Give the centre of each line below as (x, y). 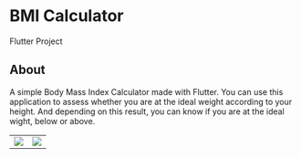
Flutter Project (36, 41)
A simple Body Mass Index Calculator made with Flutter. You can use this (146, 91)
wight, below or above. (52, 121)
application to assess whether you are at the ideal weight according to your (151, 101)
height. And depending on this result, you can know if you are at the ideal (147, 111)
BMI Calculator (67, 16)
